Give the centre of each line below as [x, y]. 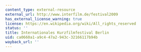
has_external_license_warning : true [44, 19]
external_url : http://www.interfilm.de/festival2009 [62, 14]
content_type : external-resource [40, 10]
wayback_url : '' [22, 42]
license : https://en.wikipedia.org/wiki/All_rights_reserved [71, 24]
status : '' [17, 28]
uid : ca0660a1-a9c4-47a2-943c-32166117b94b [52, 38]
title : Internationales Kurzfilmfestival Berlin [57, 33]
